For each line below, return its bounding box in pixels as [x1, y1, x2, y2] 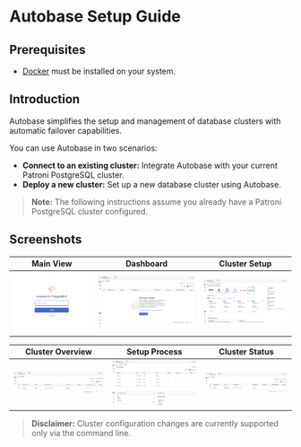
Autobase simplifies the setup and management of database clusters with [9, 115, 281, 127]
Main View [30, 259, 73, 269]
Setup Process [126, 346, 183, 357]
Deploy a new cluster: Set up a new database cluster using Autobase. [21, 179, 282, 189]
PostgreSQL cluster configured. [30, 206, 148, 216]
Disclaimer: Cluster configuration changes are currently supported [30, 417, 279, 428]
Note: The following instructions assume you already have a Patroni [30, 196, 282, 207]
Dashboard [125, 259, 168, 269]
